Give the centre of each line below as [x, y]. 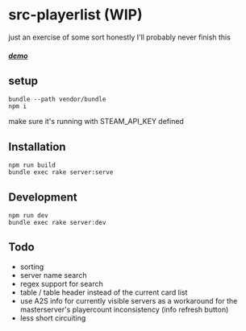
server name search [53, 275]
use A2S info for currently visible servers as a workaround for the [129, 300]
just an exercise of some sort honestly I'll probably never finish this [120, 37]
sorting [32, 267]
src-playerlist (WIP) [75, 15]
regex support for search [61, 283]
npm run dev [28, 215]
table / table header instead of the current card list [104, 292]
